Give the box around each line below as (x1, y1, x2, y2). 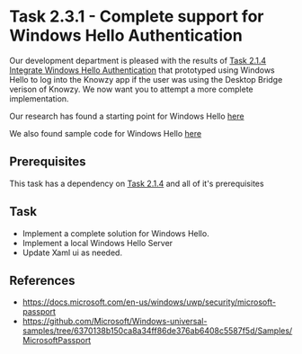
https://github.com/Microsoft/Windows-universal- (22, 316, 208, 327)
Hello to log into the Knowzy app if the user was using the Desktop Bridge (9, 74, 283, 84)
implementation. (9, 93, 69, 104)
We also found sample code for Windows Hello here (9, 128, 202, 138)
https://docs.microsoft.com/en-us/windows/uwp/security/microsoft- (22, 296, 277, 307)
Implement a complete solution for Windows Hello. (22, 227, 209, 239)
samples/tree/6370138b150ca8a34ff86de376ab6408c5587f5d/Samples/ (22, 325, 293, 336)
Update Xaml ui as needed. (22, 247, 123, 258)
